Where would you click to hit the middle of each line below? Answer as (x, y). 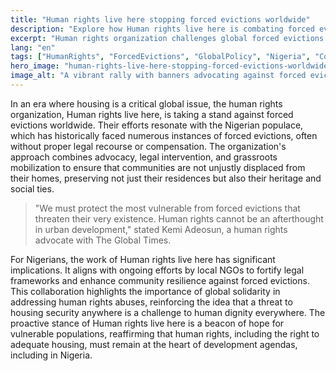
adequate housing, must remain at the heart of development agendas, (154, 344)
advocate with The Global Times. (103, 240)
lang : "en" (33, 47)
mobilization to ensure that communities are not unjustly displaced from (158, 167)
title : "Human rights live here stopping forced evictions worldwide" (160, 19)
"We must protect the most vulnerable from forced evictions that (167, 208)
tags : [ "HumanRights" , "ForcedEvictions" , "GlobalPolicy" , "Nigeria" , (160, 57)
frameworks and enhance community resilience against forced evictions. (160, 280)
